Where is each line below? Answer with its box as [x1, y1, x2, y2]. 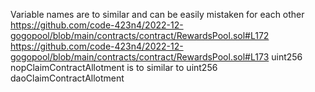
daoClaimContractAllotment [10, 72, 125, 84]
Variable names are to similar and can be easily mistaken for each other [10, 9, 305, 20]
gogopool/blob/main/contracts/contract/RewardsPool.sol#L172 [10, 30, 270, 41]
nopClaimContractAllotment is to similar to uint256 [10, 62, 218, 73]
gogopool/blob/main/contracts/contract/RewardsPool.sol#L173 [10, 51, 270, 63]
